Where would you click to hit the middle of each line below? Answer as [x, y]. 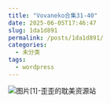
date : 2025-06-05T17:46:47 [52, 23]
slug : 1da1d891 [33, 30]
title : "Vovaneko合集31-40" [53, 15]
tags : [17, 60]
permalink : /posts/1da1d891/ [56, 38]
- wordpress [35, 67]
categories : [28, 45]
